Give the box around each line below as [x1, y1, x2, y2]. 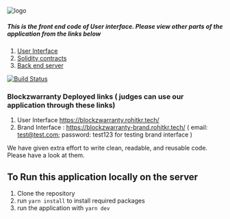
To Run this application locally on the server [7, 171, 199, 183]
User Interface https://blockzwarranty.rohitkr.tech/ [16, 116, 159, 124]
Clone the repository [16, 189, 75, 198]
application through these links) [7, 100, 116, 110]
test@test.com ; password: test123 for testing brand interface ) [16, 130, 193, 139]
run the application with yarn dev [16, 204, 110, 212]
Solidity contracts [16, 54, 67, 62]
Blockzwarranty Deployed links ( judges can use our [7, 91, 184, 101]
